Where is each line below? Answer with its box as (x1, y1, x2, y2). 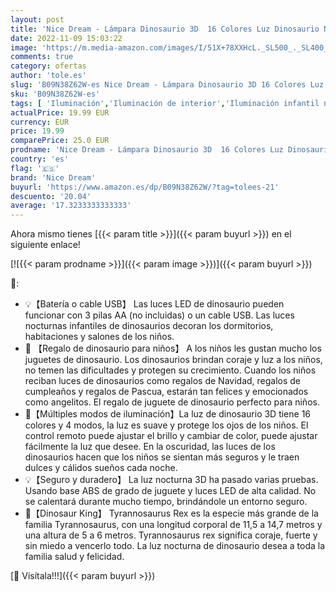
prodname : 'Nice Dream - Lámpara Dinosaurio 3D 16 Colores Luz (10, 145, 284, 155)
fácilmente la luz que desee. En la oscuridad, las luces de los (24, 441, 276, 453)
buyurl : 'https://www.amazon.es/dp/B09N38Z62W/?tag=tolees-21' (10, 182, 280, 192)
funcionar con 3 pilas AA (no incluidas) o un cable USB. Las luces (24, 309, 295, 321)
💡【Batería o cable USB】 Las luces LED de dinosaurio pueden (24, 298, 285, 310)
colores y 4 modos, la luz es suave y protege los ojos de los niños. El (24, 419, 309, 431)
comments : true (10, 52, 74, 62)
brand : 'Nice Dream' (10, 172, 97, 183)
